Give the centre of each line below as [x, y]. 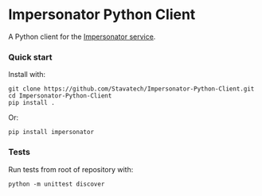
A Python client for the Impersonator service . [82, 37]
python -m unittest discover [57, 184]
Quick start [31, 57]
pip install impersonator [51, 133]
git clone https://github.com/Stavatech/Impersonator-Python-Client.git [131, 89]
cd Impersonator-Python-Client [60, 96]
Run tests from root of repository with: [71, 169]
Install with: [27, 75]
